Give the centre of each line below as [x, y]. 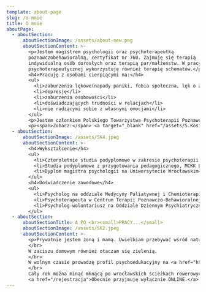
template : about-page [34, 12]
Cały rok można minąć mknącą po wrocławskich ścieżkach [101, 274]
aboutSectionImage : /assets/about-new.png [78, 40]
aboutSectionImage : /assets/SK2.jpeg [71, 228]
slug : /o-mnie [25, 18]
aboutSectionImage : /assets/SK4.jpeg [71, 137]
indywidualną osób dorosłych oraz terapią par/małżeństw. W [107, 63]
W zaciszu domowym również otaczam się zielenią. [93, 251]
